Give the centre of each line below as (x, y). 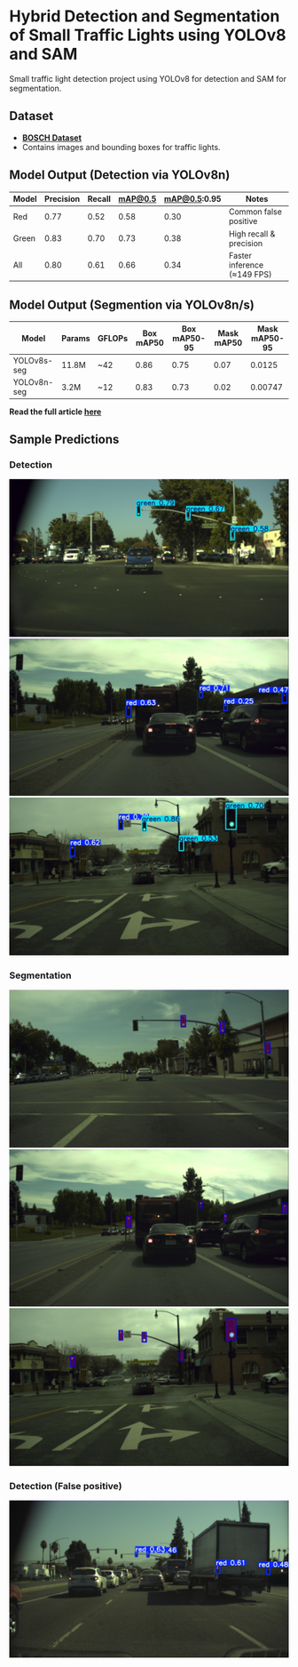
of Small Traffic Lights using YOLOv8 (148, 35)
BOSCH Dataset (52, 137)
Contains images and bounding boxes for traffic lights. (121, 147)
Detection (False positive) (66, 1486)
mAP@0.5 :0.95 (192, 199)
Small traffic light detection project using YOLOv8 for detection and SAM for (148, 78)
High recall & (252, 234)
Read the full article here (55, 412)
